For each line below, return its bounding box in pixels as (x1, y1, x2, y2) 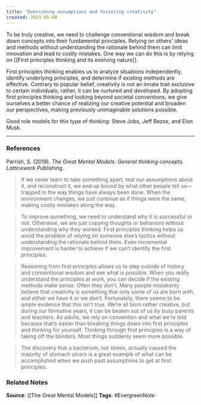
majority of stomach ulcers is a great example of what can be (20, 351, 172, 358)
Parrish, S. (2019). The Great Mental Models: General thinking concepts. (6, 158, 184, 165)
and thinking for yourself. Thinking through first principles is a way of (20, 326, 191, 333)
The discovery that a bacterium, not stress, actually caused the (20, 344, 176, 351)
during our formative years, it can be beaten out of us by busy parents (20, 307, 194, 314)
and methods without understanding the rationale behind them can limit (6, 43, 182, 51)
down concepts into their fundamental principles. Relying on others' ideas (6, 37, 188, 44)
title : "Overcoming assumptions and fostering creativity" (6, 8, 157, 15)
